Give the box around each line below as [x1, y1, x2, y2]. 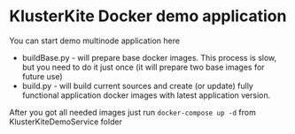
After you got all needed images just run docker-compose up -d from [9, 107, 257, 117]
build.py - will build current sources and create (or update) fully [21, 80, 254, 91]
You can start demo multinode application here [9, 35, 180, 46]
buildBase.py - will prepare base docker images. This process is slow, [21, 52, 277, 63]
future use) [21, 71, 64, 81]
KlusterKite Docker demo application [9, 6, 287, 26]
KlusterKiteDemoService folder [9, 116, 122, 127]
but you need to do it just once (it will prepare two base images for [21, 62, 265, 72]
